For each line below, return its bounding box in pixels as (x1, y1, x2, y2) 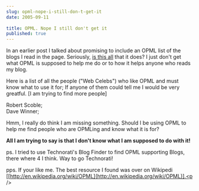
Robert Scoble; (6, 101, 43, 109)
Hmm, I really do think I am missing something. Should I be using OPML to (6, 119, 187, 126)
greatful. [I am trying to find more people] (6, 90, 107, 97)
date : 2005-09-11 (6, 14, 49, 20)
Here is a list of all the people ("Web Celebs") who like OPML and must (6, 78, 179, 85)
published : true (6, 31, 46, 37)
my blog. (6, 66, 28, 73)
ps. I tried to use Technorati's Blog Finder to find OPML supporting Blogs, (6, 149, 185, 156)
